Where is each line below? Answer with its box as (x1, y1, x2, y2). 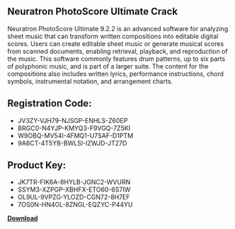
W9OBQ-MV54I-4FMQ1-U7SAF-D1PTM (17, 131, 134, 140)
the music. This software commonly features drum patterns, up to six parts (7, 54, 226, 63)
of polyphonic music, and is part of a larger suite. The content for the (7, 61, 209, 70)
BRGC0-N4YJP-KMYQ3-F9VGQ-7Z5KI (17, 124, 131, 132)
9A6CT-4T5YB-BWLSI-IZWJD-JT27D (17, 139, 127, 147)
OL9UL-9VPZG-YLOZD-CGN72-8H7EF (17, 193, 130, 201)
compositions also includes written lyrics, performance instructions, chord (7, 69, 224, 78)
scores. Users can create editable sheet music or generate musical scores (7, 39, 224, 48)
